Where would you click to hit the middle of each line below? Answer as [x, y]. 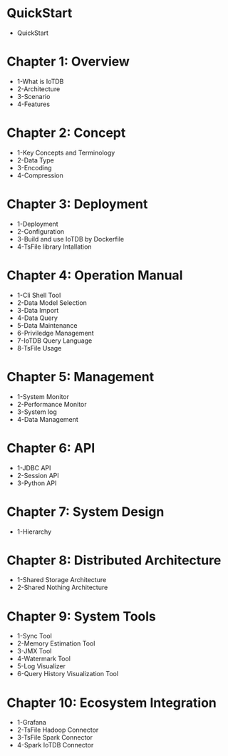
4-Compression [40, 175]
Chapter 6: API [51, 448]
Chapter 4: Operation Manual [95, 275]
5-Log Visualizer [41, 666]
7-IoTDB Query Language [55, 341]
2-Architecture [38, 89]
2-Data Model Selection [52, 302]
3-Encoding [34, 167]
